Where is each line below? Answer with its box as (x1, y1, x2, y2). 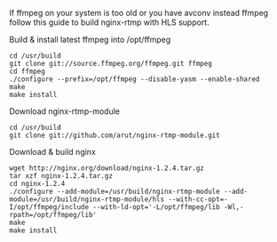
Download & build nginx (9, 147, 96, 157)
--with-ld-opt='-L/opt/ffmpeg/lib (92, 203, 220, 212)
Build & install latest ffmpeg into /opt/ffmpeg (9, 35, 171, 44)
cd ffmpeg (9, 67, 46, 76)
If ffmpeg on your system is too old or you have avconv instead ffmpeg (9, 8, 269, 18)
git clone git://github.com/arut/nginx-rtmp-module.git (9, 131, 220, 140)
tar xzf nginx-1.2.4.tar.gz (9, 172, 114, 181)
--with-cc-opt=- (168, 195, 228, 204)
